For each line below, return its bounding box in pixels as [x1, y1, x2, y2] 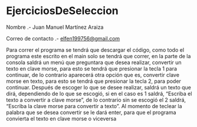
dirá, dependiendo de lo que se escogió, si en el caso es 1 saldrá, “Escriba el [6, 90, 192, 97]
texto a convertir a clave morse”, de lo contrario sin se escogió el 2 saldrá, [6, 96, 186, 103]
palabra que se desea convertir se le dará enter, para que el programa [6, 109, 176, 116]
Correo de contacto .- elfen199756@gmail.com [6, 35, 120, 42]
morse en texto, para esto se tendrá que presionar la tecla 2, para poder [6, 78, 182, 85]
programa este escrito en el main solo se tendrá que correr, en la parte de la [6, 52, 191, 59]
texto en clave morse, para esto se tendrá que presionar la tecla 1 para [6, 65, 178, 72]
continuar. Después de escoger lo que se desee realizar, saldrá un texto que [6, 83, 192, 91]
